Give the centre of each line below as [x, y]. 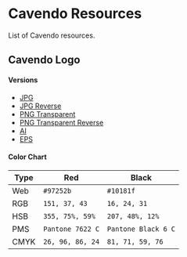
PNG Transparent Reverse [61, 122]
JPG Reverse [40, 106]
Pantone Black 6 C [141, 229]
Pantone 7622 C [71, 229]
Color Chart [27, 157]
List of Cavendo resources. [52, 35]
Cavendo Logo [44, 60]
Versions [23, 80]
